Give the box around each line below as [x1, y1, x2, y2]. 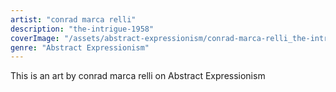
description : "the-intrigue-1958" [10, 24, 155, 34]
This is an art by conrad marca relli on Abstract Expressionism [10, 70, 266, 82]
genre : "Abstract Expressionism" [10, 42, 150, 53]
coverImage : [10, 33, 60, 43]
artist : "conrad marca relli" [10, 14, 137, 25]
